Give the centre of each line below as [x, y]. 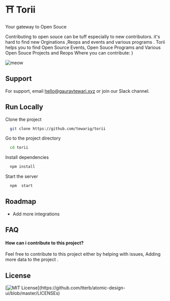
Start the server [22, 176]
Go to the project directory [33, 138]
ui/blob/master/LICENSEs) [33, 293]
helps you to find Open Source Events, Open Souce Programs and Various [83, 47]
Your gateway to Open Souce [36, 26]
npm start [21, 186]
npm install [23, 167]
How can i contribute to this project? [45, 243]
